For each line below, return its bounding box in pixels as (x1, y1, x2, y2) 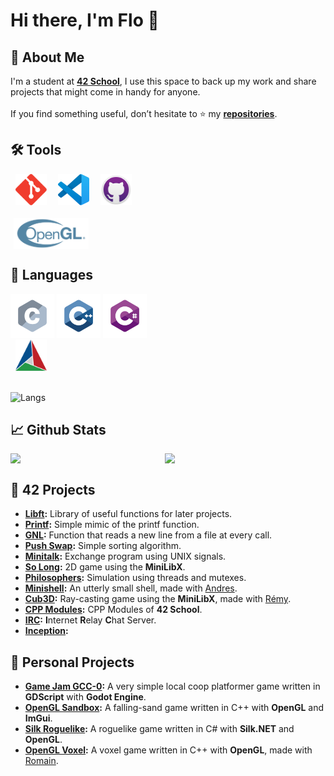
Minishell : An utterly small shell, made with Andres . (24, 582, 238, 594)
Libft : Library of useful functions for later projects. (24, 508, 233, 520)
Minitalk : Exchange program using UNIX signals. (24, 550, 227, 563)
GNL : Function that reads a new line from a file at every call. (24, 529, 273, 541)
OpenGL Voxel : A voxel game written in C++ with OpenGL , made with (24, 744, 313, 756)
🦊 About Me (10, 49, 85, 66)
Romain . (24, 755, 59, 767)
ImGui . (24, 712, 53, 724)
